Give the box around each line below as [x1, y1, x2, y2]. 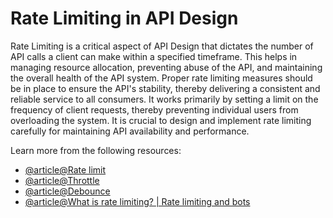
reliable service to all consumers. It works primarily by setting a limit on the [10, 93, 319, 105]
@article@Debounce [24, 185, 111, 197]
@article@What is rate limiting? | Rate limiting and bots [24, 195, 251, 207]
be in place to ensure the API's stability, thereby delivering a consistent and [10, 82, 321, 94]
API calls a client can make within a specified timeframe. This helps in [10, 50, 298, 62]
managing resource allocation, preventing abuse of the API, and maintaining [10, 61, 323, 73]
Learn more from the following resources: [10, 144, 182, 156]
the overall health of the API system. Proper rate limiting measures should [10, 72, 313, 84]
